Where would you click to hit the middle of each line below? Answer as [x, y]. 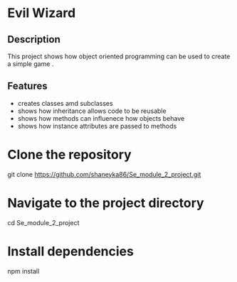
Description [34, 39]
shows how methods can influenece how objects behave [101, 118]
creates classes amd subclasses [65, 103]
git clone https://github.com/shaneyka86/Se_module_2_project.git [104, 174]
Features [27, 86]
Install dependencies [70, 251]
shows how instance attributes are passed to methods [97, 126]
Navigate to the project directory [106, 203]
